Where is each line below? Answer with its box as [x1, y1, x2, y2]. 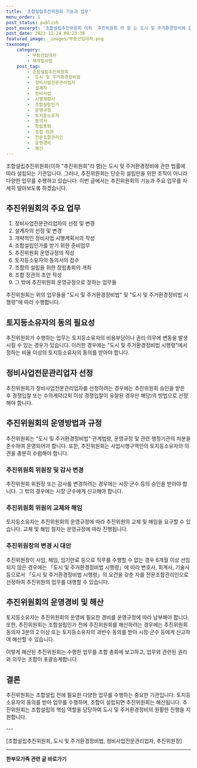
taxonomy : [6, 42, 30, 48]
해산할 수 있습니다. [12, 636, 55, 643]
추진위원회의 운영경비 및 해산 [6, 597, 104, 607]
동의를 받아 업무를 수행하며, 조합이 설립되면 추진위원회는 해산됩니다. [26, 699, 182, 706]
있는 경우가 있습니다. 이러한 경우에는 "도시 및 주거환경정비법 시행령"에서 [23, 342, 188, 349]
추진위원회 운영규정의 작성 [14, 250, 75, 257]
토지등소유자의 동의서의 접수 [14, 257, 80, 264]
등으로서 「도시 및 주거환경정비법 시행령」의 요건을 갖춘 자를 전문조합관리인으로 [6, 571, 189, 578]
